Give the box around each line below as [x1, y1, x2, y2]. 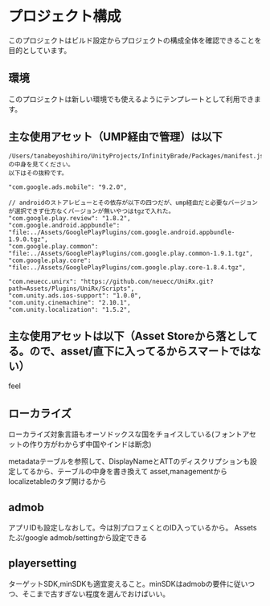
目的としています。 [8, 45, 72, 55]
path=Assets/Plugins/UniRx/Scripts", [8, 285, 135, 293]
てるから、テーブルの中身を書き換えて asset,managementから [22, 467, 227, 477]
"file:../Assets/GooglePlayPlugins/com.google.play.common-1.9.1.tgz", [8, 249, 253, 257]
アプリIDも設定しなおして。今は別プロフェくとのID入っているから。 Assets [8, 523, 257, 532]
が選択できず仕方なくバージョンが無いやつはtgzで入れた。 [8, 207, 175, 215]
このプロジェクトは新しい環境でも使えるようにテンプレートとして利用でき [8, 94, 255, 104]
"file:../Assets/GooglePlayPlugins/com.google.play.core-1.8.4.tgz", [8, 263, 247, 272]
